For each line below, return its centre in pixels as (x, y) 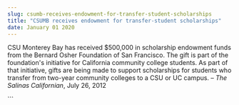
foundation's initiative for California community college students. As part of (118, 63)
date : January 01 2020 (41, 27)
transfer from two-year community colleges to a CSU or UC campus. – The (117, 78)
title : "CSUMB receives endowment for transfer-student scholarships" (115, 21)
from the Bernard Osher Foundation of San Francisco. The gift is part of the (118, 55)
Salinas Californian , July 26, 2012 (57, 86)
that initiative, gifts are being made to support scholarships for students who (119, 70)
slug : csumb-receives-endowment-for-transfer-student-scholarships (110, 14)
